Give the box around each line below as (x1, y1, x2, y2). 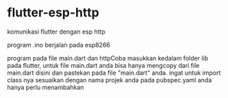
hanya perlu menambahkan (7, 83, 84, 91)
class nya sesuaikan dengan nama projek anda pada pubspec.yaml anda (7, 75, 212, 84)
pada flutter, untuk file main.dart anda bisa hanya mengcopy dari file (7, 61, 200, 69)
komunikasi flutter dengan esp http (7, 27, 106, 36)
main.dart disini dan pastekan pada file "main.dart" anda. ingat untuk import (7, 69, 221, 77)
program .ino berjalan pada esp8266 (7, 40, 111, 49)
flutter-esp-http (7, 5, 99, 21)
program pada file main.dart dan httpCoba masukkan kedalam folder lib (7, 53, 209, 62)
